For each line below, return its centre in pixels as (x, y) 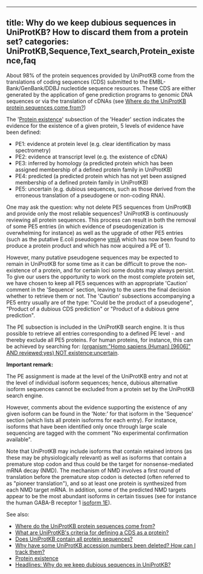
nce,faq (21, 61)
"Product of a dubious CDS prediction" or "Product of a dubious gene (93, 309)
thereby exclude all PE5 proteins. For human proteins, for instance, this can (100, 340)
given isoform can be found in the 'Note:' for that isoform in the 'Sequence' (100, 414)
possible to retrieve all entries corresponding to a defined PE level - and (96, 333)
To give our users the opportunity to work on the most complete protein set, (101, 277)
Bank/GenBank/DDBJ (33, 88)
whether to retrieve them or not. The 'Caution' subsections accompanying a (101, 296)
